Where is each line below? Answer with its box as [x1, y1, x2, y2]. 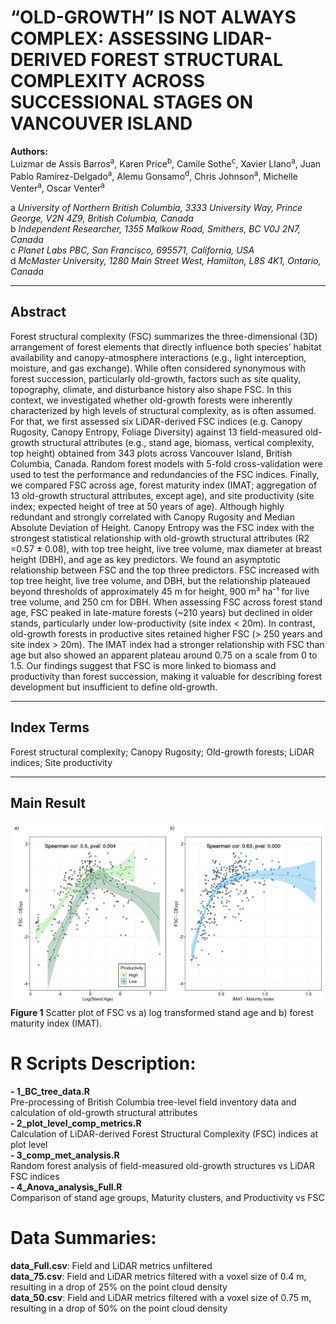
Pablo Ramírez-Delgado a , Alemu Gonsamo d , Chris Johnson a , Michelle [10, 168, 298, 182]
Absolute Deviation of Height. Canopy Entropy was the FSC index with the [10, 521, 315, 533]
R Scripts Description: [10, 1052, 197, 1075]
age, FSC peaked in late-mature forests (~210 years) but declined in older [10, 606, 313, 618]
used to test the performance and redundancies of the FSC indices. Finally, [10, 468, 320, 480]
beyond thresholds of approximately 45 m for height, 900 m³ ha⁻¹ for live [10, 585, 310, 597]
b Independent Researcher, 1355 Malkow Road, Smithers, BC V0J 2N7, [10, 222, 302, 235]
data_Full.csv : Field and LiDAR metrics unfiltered [10, 1260, 213, 1272]
